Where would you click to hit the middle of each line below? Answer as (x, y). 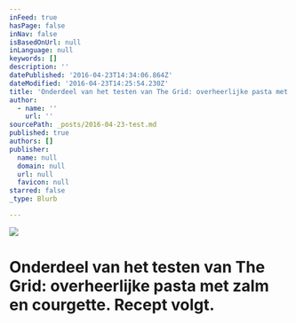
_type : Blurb (33, 199)
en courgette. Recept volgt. (112, 305)
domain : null (41, 166)
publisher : (29, 149)
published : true (39, 133)
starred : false (37, 191)
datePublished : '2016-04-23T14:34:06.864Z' (91, 75)
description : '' (39, 67)
